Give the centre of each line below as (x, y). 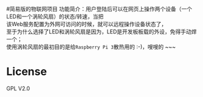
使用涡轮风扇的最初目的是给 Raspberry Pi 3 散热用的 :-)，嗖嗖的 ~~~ (91, 47)
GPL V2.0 (18, 88)
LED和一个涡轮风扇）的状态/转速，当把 (55, 16)
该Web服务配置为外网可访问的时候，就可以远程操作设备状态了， (87, 24)
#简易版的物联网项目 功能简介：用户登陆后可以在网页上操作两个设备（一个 (99, 9)
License (27, 72)
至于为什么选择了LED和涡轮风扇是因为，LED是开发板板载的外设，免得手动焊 (101, 32)
